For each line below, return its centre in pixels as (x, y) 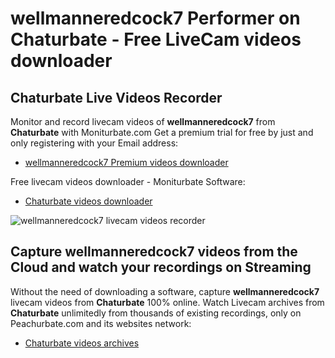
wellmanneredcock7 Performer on (155, 18)
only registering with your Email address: (94, 143)
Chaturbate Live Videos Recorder (116, 97)
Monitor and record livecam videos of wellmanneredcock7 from (143, 121)
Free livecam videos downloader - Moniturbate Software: (128, 181)
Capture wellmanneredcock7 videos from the (154, 252)
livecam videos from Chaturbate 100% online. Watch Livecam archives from (167, 302)
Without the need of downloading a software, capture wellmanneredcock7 (165, 291)
